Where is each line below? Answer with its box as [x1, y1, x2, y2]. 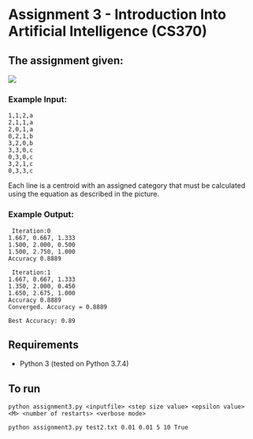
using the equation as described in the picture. [8, 189, 160, 199]
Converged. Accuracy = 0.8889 [8, 302, 108, 311]
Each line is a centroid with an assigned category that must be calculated [8, 181, 246, 190]
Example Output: [8, 209, 74, 220]
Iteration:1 [11, 268, 51, 276]
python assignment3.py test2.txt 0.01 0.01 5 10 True [8, 424, 189, 432]
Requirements [8, 338, 79, 351]
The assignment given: [8, 54, 124, 67]
